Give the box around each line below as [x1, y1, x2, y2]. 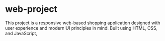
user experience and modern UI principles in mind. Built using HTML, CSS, [5, 25, 158, 31]
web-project [5, 3, 58, 15]
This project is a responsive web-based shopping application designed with [5, 20, 161, 26]
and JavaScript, [5, 30, 37, 36]
